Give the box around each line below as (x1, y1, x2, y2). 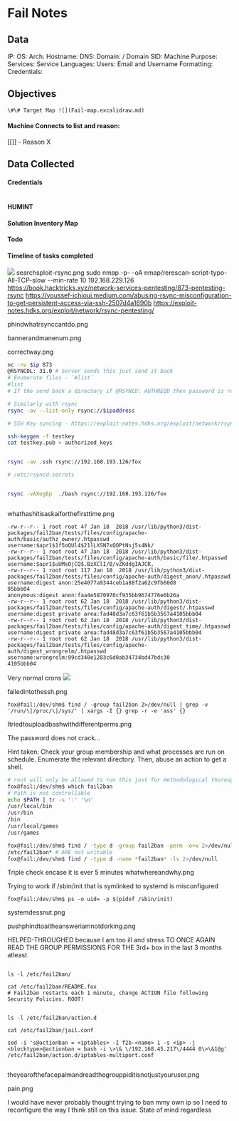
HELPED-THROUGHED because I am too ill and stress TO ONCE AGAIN (7, 936, 216, 944)
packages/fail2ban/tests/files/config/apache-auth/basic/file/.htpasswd (7, 554, 228, 562)
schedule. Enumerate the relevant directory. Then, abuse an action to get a (7, 754, 227, 763)
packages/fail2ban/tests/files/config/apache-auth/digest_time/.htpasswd (7, 623, 231, 630)
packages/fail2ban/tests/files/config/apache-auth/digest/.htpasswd (7, 604, 215, 611)
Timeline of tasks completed (7, 251, 94, 260)
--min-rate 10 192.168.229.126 (47, 275, 134, 284)
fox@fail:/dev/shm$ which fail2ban (7, 783, 113, 790)
